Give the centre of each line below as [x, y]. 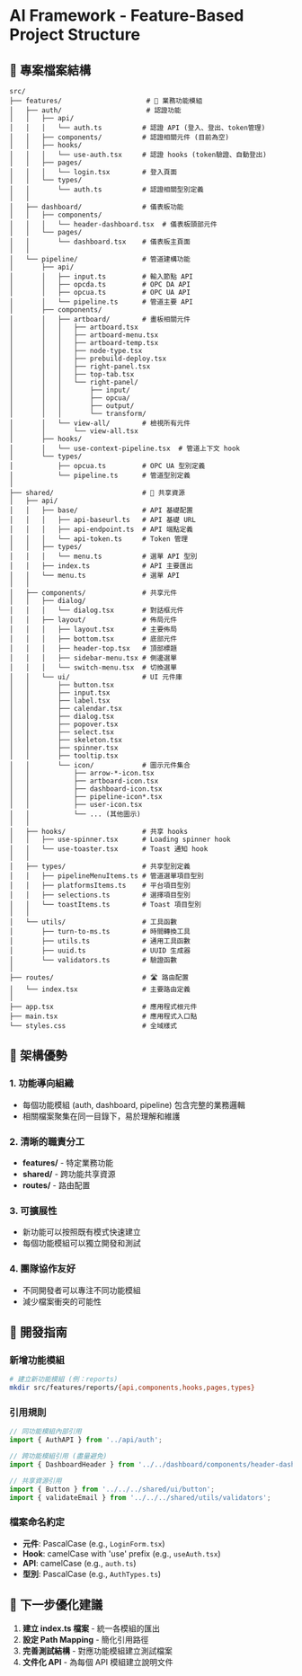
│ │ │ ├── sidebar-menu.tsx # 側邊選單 [93, 658]
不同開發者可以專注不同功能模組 [81, 1290]
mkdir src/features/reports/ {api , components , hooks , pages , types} [132, 1388]
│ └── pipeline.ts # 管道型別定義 [100, 475]
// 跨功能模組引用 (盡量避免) [58, 1457]
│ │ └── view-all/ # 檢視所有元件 [100, 423]
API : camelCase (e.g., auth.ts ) [79, 1563]
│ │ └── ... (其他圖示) [75, 814]
